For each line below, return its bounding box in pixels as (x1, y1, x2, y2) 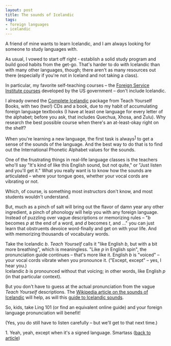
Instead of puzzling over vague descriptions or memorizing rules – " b (5, 214, 151, 220)
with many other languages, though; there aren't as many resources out (5, 67, 156, 73)
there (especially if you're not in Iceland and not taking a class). (5, 72, 139, 78)
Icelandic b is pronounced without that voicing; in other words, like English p (5, 268, 166, 274)
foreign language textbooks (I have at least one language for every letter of (5, 109, 163, 115)
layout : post (5, 7, 33, 13)
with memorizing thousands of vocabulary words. (5, 231, 110, 237)
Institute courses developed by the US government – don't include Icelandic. (5, 88, 166, 94)
